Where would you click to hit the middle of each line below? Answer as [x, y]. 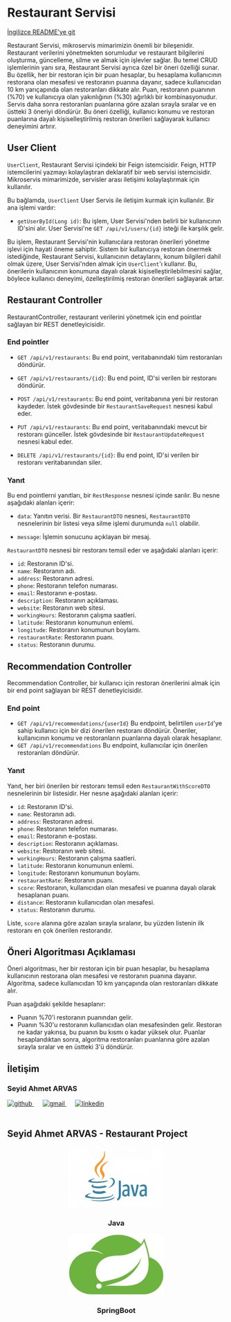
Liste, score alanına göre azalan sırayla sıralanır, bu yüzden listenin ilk [106, 923]
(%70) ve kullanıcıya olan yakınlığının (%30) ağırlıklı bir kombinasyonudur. [112, 97]
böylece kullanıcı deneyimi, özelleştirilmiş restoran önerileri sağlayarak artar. [116, 278]
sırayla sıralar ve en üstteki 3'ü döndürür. [75, 1047]
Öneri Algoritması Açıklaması [72, 952]
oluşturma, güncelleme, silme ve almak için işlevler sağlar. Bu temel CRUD [112, 60]
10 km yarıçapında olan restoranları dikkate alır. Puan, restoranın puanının [111, 89]
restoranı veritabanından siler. [59, 462]
